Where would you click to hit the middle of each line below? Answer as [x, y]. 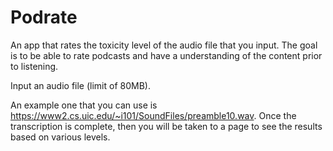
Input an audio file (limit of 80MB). [80, 85]
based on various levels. [60, 137]
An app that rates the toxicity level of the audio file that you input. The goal [164, 45]
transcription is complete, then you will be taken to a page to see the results [166, 126]
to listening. [34, 66]
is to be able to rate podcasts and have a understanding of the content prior [166, 55]
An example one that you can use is [84, 105]
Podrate [44, 17]
